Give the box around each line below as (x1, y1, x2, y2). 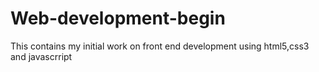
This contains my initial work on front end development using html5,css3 (10, 40, 310, 52)
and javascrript (10, 50, 73, 62)
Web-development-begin (10, 7, 226, 30)
